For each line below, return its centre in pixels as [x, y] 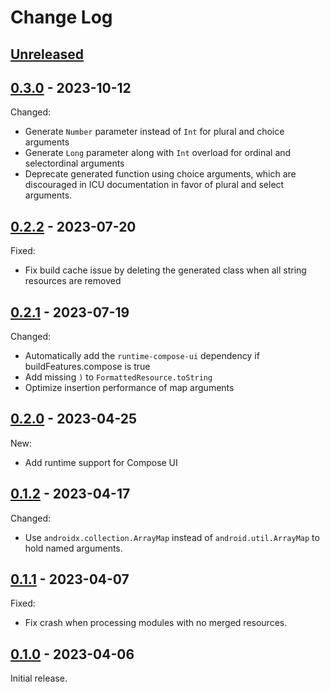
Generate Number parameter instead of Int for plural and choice [154, 132]
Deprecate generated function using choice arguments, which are [160, 174]
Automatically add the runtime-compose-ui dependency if [142, 356]
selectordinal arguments [74, 163]
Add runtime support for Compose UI [101, 462]
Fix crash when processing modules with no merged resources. [156, 623]
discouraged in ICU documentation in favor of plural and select [154, 185]
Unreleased [47, 54]
